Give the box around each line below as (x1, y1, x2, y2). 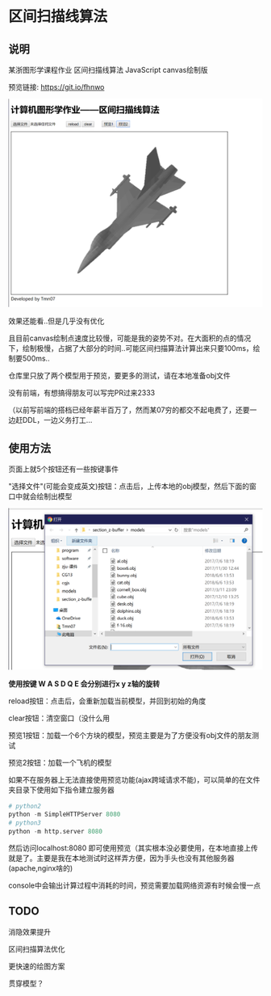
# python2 (8, 802, 42, 810)
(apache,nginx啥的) (8, 863, 73, 873)
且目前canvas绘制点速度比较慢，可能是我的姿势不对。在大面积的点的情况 (8, 333, 252, 344)
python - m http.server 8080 (8, 828, 103, 836)
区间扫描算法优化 (8, 943, 65, 954)
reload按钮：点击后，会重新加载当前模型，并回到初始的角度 (8, 696, 206, 706)
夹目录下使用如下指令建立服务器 (8, 785, 115, 795)
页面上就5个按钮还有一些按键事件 (8, 464, 119, 474)
